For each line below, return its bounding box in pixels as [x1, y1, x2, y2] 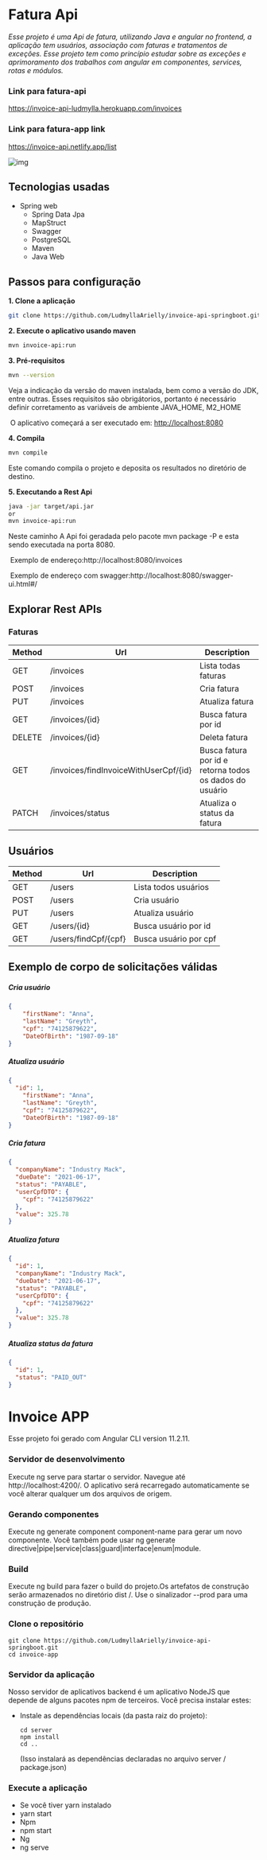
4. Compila [8, 433, 45, 443]
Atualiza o [199, 797, 237, 809]
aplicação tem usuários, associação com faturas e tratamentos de [8, 40, 228, 49]
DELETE [12, 731, 42, 743]
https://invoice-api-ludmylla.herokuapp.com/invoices [8, 103, 183, 113]
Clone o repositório [8, 1618, 84, 1629]
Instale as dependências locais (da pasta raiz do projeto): [19, 1710, 208, 1720]
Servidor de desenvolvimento [8, 1454, 126, 1465]
